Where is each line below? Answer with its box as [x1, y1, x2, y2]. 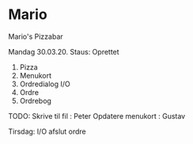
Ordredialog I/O [19, 79, 70, 89]
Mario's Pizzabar [8, 32, 63, 41]
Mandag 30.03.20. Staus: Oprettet [8, 47, 120, 56]
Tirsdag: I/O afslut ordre [8, 127, 87, 136]
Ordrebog [19, 96, 51, 105]
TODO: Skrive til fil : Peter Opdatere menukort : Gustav [8, 111, 186, 120]
